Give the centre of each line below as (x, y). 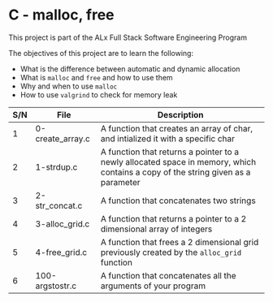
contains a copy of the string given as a (175, 172)
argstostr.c (56, 286)
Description (180, 114)
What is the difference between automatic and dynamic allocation (130, 69)
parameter (120, 182)
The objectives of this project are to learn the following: (101, 53)
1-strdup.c (56, 166)
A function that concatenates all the (169, 275)
